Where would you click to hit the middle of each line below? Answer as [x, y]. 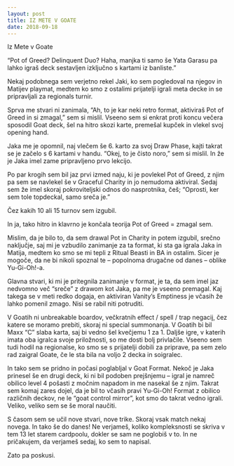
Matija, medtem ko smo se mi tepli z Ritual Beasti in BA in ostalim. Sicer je [113, 253]
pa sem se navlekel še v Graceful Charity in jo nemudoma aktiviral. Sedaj [112, 182]
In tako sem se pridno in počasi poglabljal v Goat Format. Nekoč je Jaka [111, 368]
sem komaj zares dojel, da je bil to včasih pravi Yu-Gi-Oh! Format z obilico [114, 391]
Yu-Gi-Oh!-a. [26, 268]
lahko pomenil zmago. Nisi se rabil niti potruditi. [76, 304]
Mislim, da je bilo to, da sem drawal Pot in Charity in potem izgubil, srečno [114, 238]
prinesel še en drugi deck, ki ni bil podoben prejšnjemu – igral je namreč [111, 376]
